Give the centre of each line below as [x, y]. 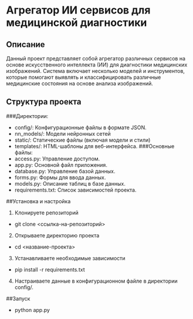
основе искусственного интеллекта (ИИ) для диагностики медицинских [97, 65]
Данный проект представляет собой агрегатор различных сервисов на [96, 58]
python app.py [32, 310]
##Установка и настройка [38, 201]
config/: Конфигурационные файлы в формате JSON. [80, 127]
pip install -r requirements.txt [50, 269]
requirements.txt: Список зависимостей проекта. [75, 190]
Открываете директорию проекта [57, 235]
